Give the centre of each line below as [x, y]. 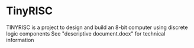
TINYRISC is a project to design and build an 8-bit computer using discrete [97, 27]
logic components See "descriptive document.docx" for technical [86, 33]
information [20, 40]
